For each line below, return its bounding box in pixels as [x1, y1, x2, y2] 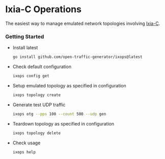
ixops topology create [12, 92, 61, 98]
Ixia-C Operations [5, 4, 82, 15]
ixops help [12, 149, 36, 154]
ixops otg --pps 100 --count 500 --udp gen [12, 111, 107, 116]
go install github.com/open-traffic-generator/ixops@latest [12, 54, 143, 59]
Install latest [12, 45, 38, 51]
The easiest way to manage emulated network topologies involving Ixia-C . [5, 20, 160, 26]
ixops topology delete [12, 131, 61, 136]
